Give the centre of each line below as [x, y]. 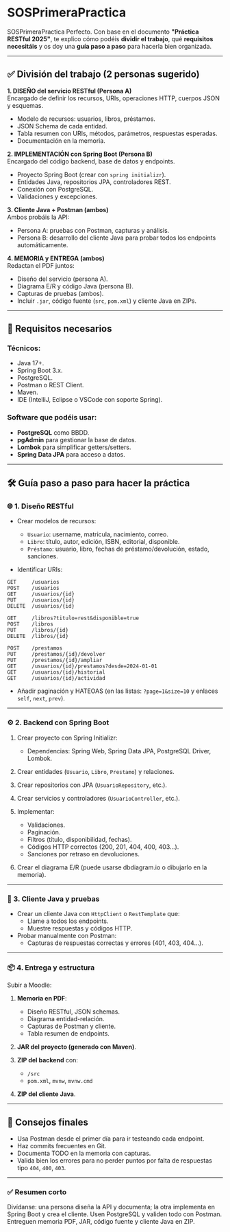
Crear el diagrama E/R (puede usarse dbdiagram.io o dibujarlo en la [112, 867]
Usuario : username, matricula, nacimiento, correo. [98, 534]
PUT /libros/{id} [38, 630]
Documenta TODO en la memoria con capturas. [84, 1153]
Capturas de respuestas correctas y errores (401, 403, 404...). [115, 943]
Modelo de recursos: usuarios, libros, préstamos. [86, 119]
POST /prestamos [35, 648]
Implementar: [36, 811]
